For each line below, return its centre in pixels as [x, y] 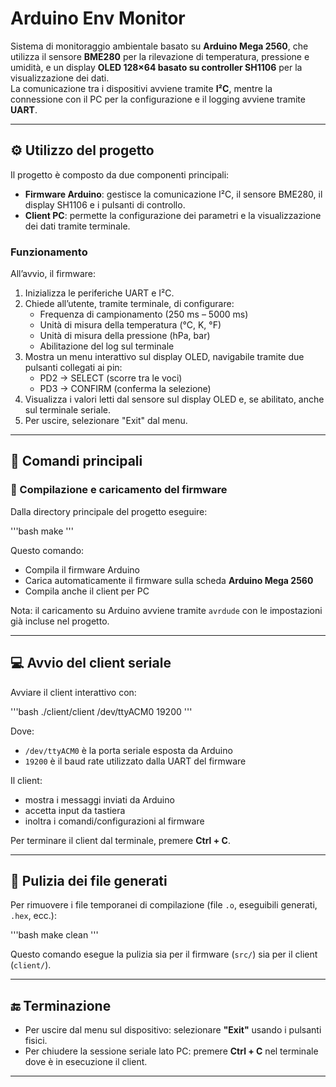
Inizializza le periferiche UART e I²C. [99, 293]
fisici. [36, 1041]
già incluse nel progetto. [60, 621]
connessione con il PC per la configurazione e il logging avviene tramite [158, 99]
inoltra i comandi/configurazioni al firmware [114, 821]
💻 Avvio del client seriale [91, 663]
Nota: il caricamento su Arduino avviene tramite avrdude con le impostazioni [166, 610]
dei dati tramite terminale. [77, 226]
